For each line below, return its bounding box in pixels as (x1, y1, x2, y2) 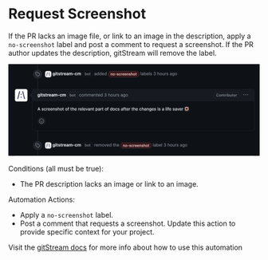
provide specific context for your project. (19, 227, 155, 236)
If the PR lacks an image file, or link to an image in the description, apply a (8, 31, 251, 41)
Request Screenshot (8, 5, 146, 23)
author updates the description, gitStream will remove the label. (8, 48, 217, 57)
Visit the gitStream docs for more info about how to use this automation (8, 242, 243, 252)
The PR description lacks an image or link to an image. (19, 179, 199, 188)
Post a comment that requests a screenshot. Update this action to (19, 219, 236, 228)
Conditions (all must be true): (8, 163, 104, 173)
